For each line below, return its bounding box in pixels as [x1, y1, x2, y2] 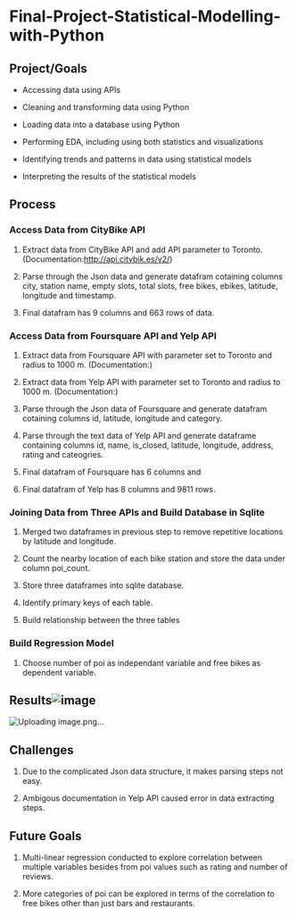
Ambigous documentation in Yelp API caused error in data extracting [21, 793, 275, 803]
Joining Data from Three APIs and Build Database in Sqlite [9, 506, 266, 518]
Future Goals [9, 829, 82, 844]
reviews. [21, 871, 54, 882]
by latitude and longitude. [21, 536, 116, 547]
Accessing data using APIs [21, 85, 121, 95]
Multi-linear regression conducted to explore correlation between [21, 852, 263, 863]
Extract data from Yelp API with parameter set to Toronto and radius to [21, 376, 281, 387]
